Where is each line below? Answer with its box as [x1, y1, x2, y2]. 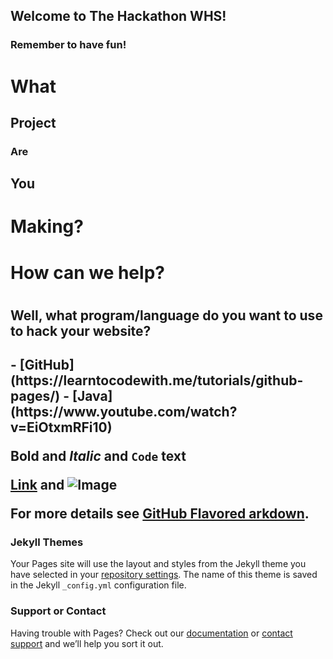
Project [10, 114, 57, 131]
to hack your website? [10, 322, 152, 339]
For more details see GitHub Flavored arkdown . [10, 505, 310, 523]
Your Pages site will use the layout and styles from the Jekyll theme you [10, 558, 307, 570]
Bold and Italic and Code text [10, 448, 187, 465]
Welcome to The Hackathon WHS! [10, 8, 227, 25]
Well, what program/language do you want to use [10, 307, 323, 324]
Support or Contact [10, 604, 107, 618]
